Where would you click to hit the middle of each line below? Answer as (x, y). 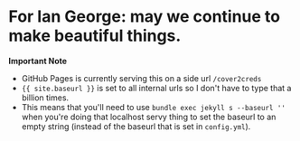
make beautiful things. (95, 36)
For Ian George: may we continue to (145, 17)
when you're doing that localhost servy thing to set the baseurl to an (149, 117)
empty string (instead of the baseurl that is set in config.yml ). (136, 126)
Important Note (38, 61)
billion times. (45, 98)
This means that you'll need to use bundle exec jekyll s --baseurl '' (154, 107)
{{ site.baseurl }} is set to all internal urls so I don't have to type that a (156, 88)
